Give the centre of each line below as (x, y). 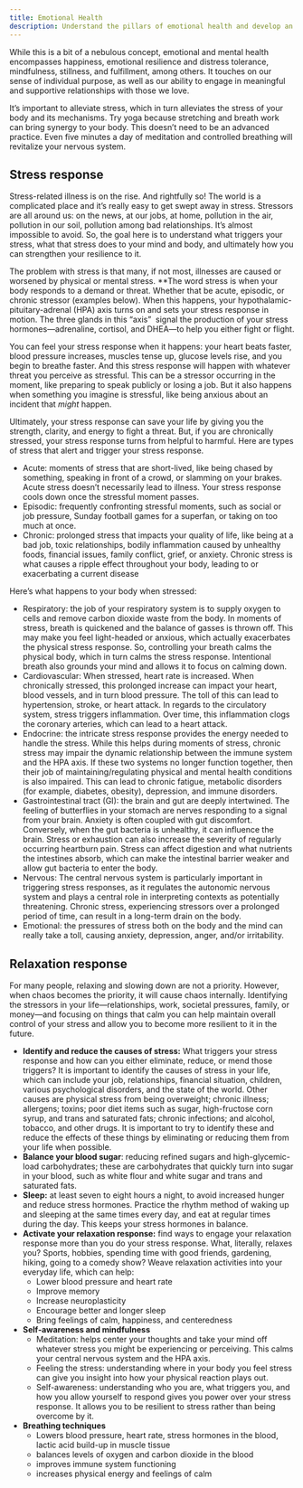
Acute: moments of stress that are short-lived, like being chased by (147, 468)
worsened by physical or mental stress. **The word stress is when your (144, 281)
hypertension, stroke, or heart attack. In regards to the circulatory (144, 705)
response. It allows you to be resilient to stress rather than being (156, 1407)
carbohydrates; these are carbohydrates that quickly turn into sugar (167, 1166)
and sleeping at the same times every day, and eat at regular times (147, 1215)
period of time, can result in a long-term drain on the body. (132, 916)
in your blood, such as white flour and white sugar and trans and (142, 1176)
